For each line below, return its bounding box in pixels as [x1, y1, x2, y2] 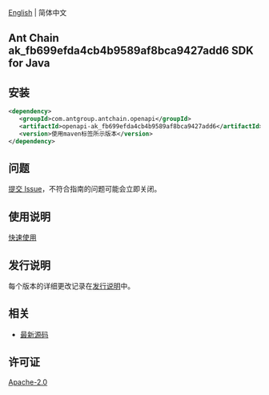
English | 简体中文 [8, 8, 67, 17]
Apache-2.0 [8, 377, 48, 387]
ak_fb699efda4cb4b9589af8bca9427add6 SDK [8, 44, 254, 58]
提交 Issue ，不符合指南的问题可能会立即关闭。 [8, 184, 162, 194]
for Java [8, 56, 50, 71]
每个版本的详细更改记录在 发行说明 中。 [8, 281, 134, 291]
